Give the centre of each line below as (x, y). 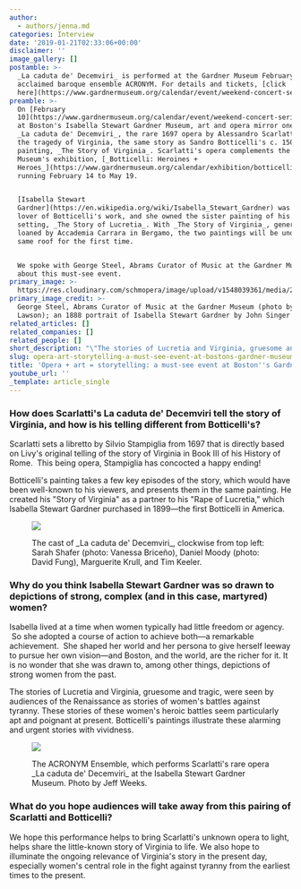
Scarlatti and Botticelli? (61, 817)
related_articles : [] (50, 323)
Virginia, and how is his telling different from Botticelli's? (135, 424)
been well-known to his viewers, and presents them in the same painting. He (150, 490)
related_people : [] (46, 340)
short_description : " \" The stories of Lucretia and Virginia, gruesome (146, 349)
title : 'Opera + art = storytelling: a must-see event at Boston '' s (140, 365)
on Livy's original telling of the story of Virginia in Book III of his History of (145, 453)
